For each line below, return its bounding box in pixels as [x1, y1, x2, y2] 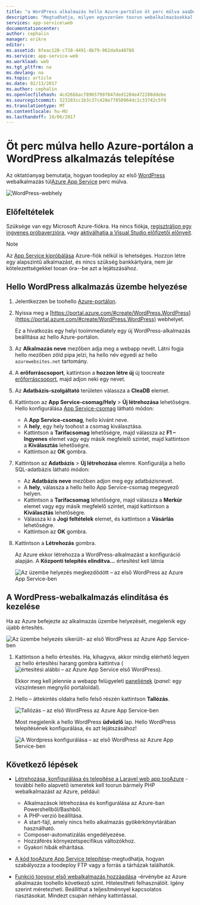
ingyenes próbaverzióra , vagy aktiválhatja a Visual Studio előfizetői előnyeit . [6, 229, 193, 236]
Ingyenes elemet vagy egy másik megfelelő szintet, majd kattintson [23, 435, 190, 442]
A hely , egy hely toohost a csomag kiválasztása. [23, 422, 143, 430]
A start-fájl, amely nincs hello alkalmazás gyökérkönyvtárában [23, 819, 177, 826]
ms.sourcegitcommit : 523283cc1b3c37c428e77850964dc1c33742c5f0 [6, 97, 167, 103]
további [14, 782, 34, 789]
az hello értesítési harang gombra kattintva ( [14, 659, 124, 666]
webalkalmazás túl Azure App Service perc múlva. [6, 178, 128, 185]
